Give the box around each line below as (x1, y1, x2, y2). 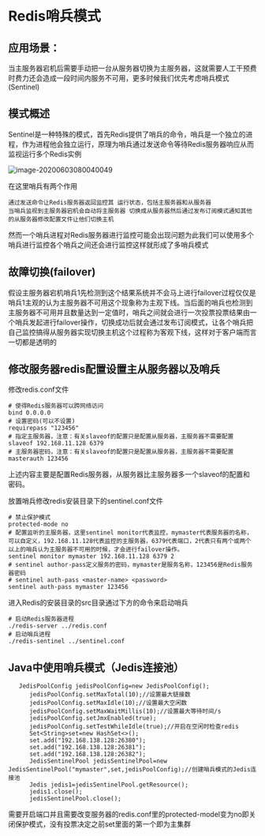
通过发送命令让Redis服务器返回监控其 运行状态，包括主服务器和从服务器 (8, 198, 211, 206)
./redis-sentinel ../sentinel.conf (8, 637, 125, 646)
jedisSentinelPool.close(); (28, 795, 122, 803)
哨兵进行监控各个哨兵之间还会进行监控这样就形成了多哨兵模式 (8, 240, 209, 249)
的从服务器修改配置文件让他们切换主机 (8, 215, 114, 223)
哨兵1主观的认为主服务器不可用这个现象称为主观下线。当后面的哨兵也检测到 (8, 298, 253, 307)
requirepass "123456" (8, 424, 80, 433)
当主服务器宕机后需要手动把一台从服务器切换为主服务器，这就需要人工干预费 (8, 64, 257, 73)
